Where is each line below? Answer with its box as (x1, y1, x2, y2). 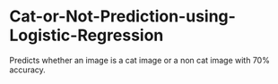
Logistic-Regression (9, 25, 164, 46)
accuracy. (9, 64, 47, 75)
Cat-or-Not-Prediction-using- (9, 6, 236, 27)
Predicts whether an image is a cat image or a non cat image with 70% (9, 55, 271, 65)
